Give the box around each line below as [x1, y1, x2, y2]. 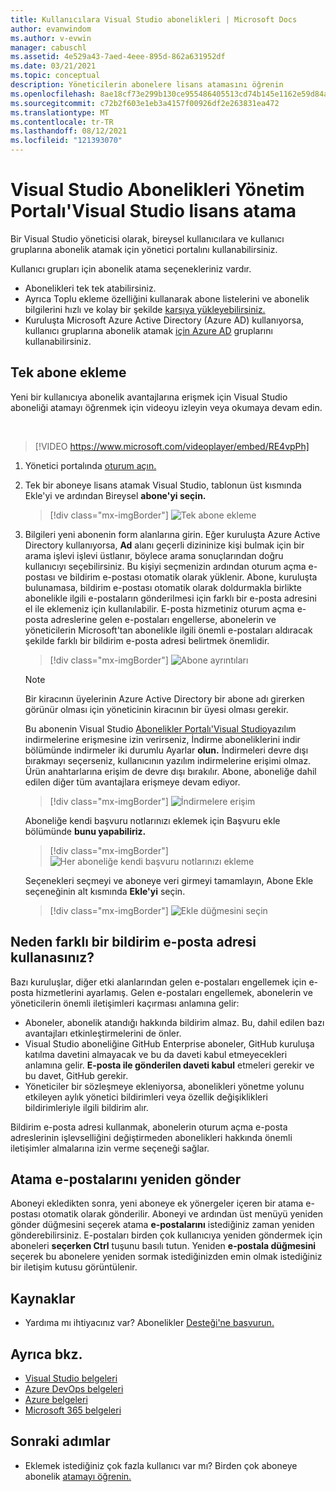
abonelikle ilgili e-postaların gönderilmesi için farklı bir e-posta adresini [24, 592, 317, 604]
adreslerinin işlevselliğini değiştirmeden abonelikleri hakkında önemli [10, 1131, 293, 1143]
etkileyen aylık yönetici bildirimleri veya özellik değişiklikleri [24, 1091, 268, 1103]
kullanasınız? [10, 949, 95, 966]
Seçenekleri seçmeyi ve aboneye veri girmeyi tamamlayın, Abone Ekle [24, 874, 314, 886]
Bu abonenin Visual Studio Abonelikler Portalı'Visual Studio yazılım [24, 722, 297, 735]
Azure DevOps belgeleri [24, 1383, 124, 1395]
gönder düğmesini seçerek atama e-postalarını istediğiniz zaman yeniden [10, 1219, 315, 1231]
